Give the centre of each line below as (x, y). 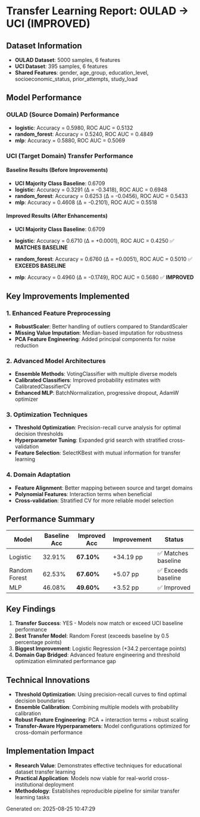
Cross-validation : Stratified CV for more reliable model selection (94, 500)
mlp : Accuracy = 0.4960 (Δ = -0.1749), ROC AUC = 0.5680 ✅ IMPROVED (104, 277)
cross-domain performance (49, 732)
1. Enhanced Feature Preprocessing (58, 313)
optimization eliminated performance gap (65, 661)
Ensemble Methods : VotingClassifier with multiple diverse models (96, 374)
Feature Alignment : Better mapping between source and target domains (104, 488)
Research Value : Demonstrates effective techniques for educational (98, 765)
